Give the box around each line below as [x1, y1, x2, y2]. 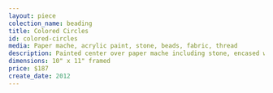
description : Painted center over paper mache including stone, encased [8, 49, 260, 57]
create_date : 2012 [8, 72, 71, 80]
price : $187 [8, 65, 49, 73]
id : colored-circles [8, 34, 79, 43]
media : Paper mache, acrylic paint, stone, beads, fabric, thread [8, 42, 238, 50]
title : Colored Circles [8, 27, 89, 35]
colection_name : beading [8, 19, 93, 27]
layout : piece [8, 11, 57, 20]
